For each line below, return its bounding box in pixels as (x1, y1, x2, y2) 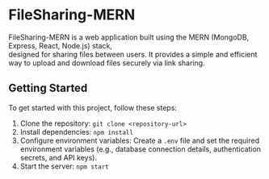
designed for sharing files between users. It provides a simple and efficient (8, 49, 258, 59)
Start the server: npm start (19, 161, 109, 171)
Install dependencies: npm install (19, 127, 133, 136)
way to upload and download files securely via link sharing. (8, 58, 205, 68)
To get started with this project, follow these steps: (8, 102, 178, 112)
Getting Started (8, 81, 88, 95)
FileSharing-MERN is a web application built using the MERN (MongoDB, (8, 32, 250, 42)
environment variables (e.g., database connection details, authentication (19, 144, 261, 154)
